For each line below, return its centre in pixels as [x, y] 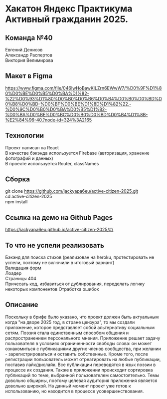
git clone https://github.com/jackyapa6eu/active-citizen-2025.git [72, 191]
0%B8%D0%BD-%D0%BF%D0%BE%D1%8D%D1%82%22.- [68, 104]
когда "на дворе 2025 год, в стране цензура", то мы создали [70, 322]
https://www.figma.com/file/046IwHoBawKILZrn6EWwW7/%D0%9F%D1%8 [83, 88]
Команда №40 [29, 38]
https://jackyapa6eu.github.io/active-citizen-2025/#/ [59, 230]
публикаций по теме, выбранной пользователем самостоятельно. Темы [82, 375]
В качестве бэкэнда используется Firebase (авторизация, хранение [77, 153]
